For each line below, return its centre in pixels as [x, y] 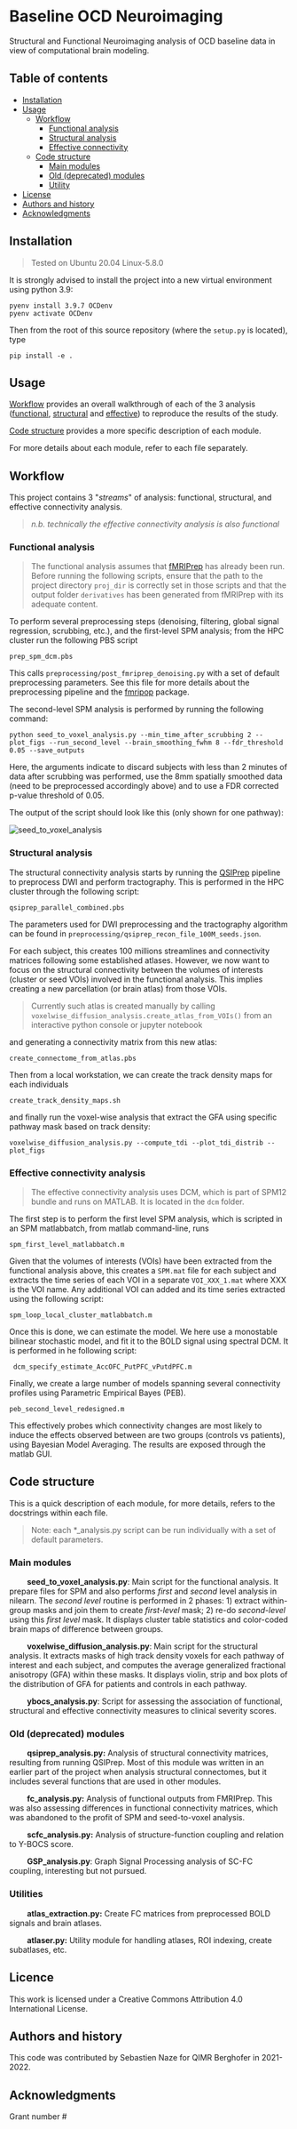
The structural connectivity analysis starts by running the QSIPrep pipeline [145, 872]
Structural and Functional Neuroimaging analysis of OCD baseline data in [142, 41]
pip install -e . [41, 356]
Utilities [26, 1894]
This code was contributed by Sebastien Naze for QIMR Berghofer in [134, 2058]
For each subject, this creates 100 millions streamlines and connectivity [140, 951]
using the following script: [56, 1299]
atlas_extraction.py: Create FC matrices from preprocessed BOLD [148, 1913]
